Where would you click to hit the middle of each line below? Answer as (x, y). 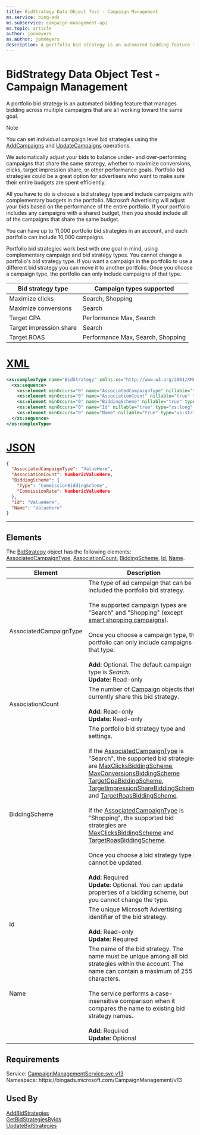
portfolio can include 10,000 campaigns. (55, 237)
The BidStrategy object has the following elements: (69, 552)
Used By (22, 1099)
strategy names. (111, 1016)
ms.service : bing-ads (33, 17)
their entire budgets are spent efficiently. (56, 182)
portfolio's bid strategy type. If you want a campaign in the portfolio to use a (99, 261)
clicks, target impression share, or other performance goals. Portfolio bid (95, 170)
